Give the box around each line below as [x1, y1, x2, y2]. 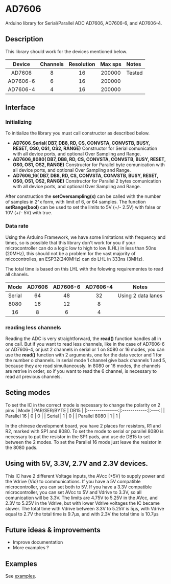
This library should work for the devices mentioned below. [5, 48, 128, 54]
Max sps [100, 60, 121, 68]
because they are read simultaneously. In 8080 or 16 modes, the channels [5, 363, 161, 369]
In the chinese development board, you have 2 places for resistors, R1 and [5, 422, 161, 429]
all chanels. [5, 271, 29, 277]
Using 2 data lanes [117, 292, 163, 299]
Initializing [5, 119, 32, 126]
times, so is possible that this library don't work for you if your [5, 239, 136, 245]
